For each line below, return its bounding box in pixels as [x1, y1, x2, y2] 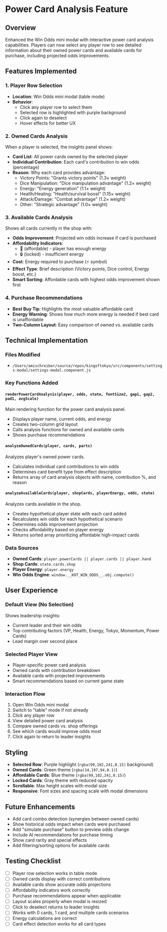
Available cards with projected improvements [12, 673, 105, 679]
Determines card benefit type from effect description [12, 469, 121, 475]
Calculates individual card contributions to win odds [12, 463, 119, 469]
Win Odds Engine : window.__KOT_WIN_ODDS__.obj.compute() [12, 572, 135, 578]
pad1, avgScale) [5, 396, 39, 401]
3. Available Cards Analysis [5, 214, 73, 221]
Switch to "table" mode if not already [12, 707, 89, 713]
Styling [5, 748, 28, 756]
